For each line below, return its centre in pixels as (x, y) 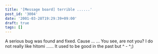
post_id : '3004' (21, 14)
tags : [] (14, 27)
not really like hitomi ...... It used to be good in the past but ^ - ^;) (69, 46)
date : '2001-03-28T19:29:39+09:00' (41, 18)
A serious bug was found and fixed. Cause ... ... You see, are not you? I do (79, 41)
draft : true (17, 23)
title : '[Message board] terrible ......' (49, 9)
